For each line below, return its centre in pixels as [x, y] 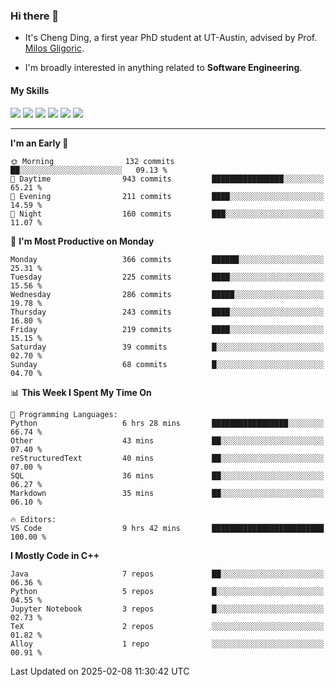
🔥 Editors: [33, 519]
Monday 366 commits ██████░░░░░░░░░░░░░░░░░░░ [167, 259]
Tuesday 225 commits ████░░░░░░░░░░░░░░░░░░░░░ [167, 277]
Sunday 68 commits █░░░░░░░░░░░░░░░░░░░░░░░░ [167, 364]
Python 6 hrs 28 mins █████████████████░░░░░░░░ [167, 423]
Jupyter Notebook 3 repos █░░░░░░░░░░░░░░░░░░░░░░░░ [167, 609]
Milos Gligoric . [54, 48]
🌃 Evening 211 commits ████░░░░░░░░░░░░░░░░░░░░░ [167, 196]
